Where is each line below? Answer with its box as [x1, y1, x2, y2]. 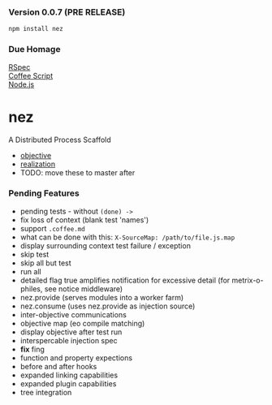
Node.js [8, 80, 35, 89]
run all [19, 266, 42, 276]
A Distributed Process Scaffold [8, 135, 111, 144]
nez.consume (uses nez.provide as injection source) [19, 301, 196, 311]
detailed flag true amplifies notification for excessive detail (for [19, 275, 231, 285]
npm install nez [8, 25, 63, 33]
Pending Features [8, 187, 80, 199]
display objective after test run [19, 327, 123, 337]
